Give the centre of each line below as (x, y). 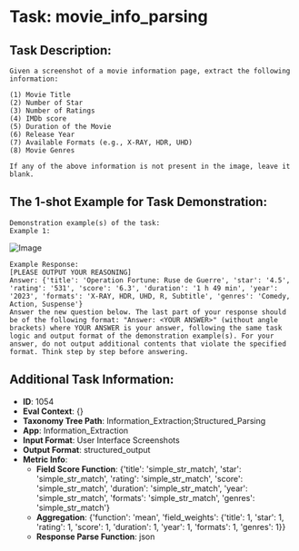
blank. (22, 174)
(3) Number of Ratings (52, 111)
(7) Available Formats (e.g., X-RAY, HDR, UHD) (101, 143)
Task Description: (60, 50)
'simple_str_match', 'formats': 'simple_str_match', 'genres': (145, 497)
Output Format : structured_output (86, 449)
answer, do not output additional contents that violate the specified (148, 344)
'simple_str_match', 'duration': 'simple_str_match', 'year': (142, 488)
